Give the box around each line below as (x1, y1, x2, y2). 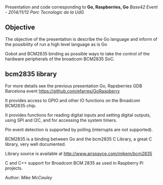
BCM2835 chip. (5, 102, 36, 108)
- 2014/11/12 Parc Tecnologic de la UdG (5, 9, 84, 15)
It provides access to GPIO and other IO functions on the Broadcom (5, 97, 140, 103)
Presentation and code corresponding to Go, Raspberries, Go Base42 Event (5, 4, 158, 10)
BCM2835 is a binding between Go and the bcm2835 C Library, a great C (5, 136, 152, 142)
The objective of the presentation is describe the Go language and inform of (5, 36, 158, 42)
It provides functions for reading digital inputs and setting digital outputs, (5, 112, 151, 118)
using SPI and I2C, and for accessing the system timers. (5, 117, 118, 123)
